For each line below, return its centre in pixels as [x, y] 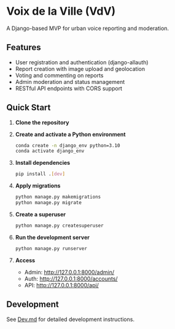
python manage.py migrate [48, 203]
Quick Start [29, 108]
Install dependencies [43, 163]
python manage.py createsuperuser [59, 225]
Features [24, 47]
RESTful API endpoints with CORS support [69, 88]
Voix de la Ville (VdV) [61, 11]
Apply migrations [38, 186]
